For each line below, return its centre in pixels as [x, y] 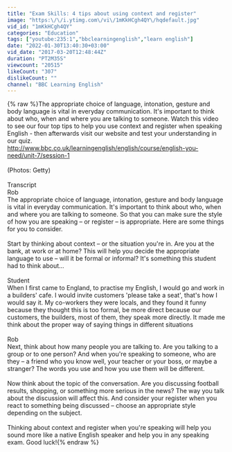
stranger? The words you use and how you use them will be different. [106, 369]
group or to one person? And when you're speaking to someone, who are [112, 354]
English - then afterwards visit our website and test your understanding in [112, 134]
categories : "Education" [43, 33]
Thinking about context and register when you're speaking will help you [109, 428]
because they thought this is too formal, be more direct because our [105, 310]
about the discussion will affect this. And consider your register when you [112, 398]
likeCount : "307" [32, 71]
